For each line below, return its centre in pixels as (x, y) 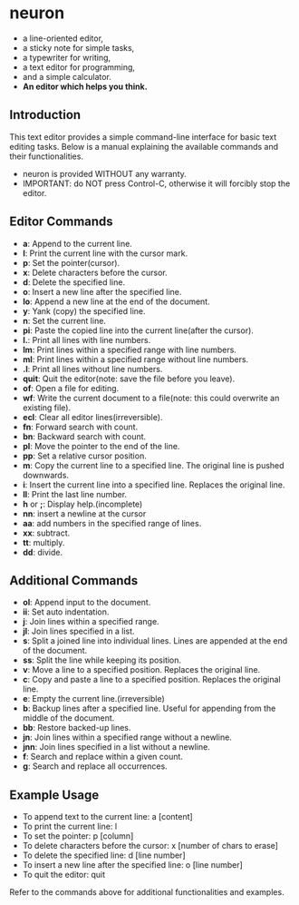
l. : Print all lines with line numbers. (87, 339)
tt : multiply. (43, 542)
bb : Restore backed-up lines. (77, 728)
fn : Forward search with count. (80, 427)
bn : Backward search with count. (84, 436)
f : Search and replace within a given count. (103, 757)
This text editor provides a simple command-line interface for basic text (143, 137)
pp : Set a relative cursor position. (84, 456)
